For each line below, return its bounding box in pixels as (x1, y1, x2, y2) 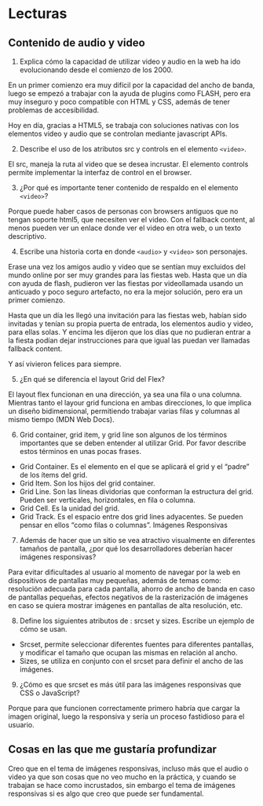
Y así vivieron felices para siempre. (8, 359, 122, 368)
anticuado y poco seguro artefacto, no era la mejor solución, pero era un (8, 288, 243, 296)
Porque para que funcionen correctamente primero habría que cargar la (8, 704, 241, 713)
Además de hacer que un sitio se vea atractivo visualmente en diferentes (19, 536, 256, 544)
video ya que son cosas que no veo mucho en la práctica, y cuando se (8, 771, 237, 782)
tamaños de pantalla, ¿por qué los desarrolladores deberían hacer (19, 544, 233, 553)
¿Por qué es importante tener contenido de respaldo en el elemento (19, 183, 239, 192)
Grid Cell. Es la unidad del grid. (19, 504, 120, 513)
